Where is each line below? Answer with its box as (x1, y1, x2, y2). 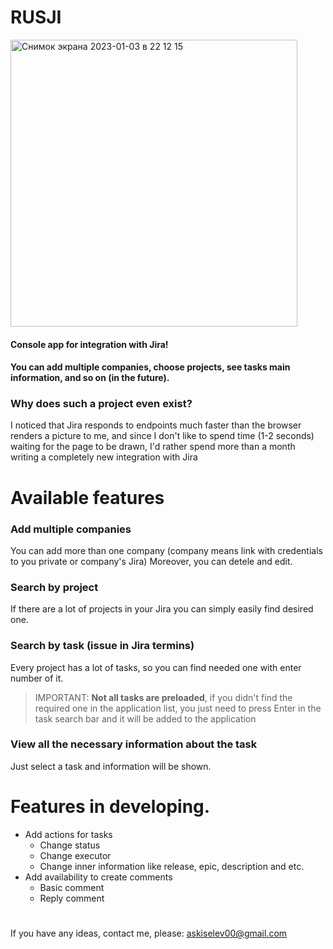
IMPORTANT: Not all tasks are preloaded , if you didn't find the (34, 691, 293, 703)
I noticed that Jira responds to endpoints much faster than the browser (10, 419, 302, 431)
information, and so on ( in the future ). (10, 372, 170, 384)
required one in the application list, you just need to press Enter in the (34, 702, 322, 714)
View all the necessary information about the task (10, 737, 258, 751)
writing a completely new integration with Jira (10, 451, 198, 463)
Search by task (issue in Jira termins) (10, 639, 195, 653)
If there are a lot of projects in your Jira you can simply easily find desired (10, 603, 314, 615)
